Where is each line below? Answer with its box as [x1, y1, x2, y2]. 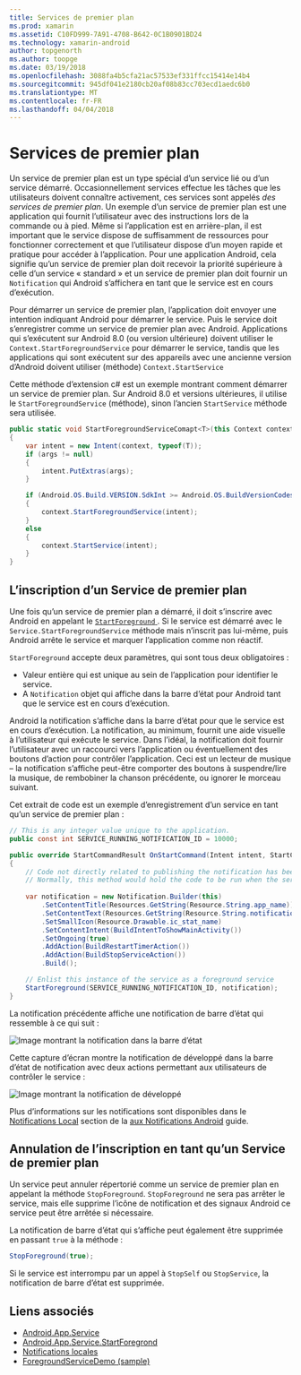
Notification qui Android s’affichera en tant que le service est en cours [9, 278, 273, 288]
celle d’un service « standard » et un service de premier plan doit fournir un [9, 268, 288, 279]
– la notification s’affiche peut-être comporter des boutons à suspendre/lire [9, 763, 287, 773]
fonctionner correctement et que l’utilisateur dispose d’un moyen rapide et [9, 239, 283, 251]
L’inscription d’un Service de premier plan [9, 582, 248, 597]
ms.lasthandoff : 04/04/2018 [9, 105, 115, 114]
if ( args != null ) [25, 450, 94, 459]
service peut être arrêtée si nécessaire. [9, 1207, 154, 1218]
